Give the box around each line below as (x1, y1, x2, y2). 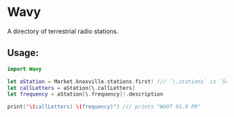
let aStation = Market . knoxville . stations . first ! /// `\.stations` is (7, 78, 217, 85)
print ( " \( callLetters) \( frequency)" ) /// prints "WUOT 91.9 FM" (7, 103, 201, 111)
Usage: (7, 47, 40, 59)
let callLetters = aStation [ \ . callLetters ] (7, 84, 136, 91)
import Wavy (7, 65, 42, 73)
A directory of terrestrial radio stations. (7, 27, 119, 35)
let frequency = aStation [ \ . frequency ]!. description (7, 91, 164, 98)
